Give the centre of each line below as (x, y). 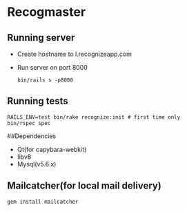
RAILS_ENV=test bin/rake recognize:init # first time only (94, 117)
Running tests (38, 101)
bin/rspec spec (29, 123)
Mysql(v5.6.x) (37, 164)
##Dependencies (32, 136)
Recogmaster (47, 12)
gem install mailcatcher (43, 202)
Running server (41, 38)
